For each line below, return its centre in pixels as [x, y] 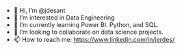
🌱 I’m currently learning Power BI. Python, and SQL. [86, 25]
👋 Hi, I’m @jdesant [39, 10]
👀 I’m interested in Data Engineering [64, 18]
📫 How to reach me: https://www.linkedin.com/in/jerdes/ [94, 40]
